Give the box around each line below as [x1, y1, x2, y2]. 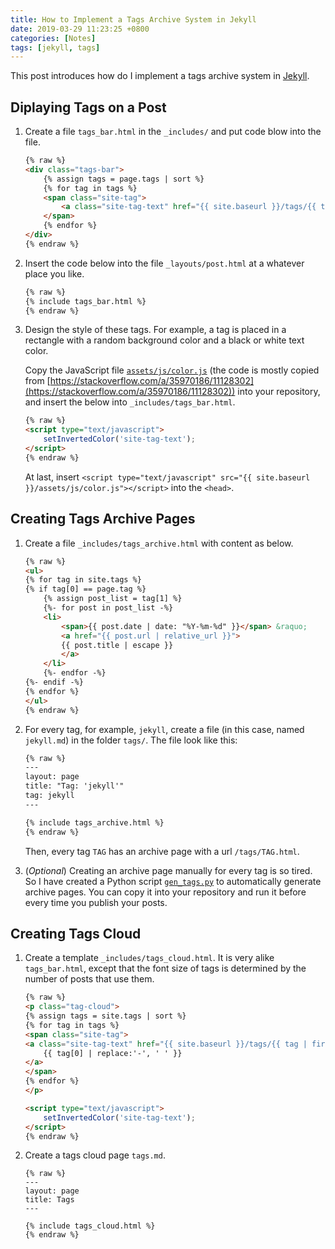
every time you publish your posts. [24, 896, 168, 908]
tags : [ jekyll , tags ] [10, 42, 101, 53]
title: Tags [24, 1195, 75, 1205]
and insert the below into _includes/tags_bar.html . [24, 396, 236, 408]
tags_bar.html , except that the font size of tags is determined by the [24, 962, 307, 975]
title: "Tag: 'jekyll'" [24, 781, 125, 791]
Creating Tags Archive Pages [10, 511, 196, 528]
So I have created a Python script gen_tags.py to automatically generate [24, 875, 322, 887]
